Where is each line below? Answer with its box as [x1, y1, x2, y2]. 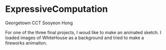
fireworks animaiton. [5, 40, 47, 46]
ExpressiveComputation [5, 3, 108, 15]
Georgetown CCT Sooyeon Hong [5, 20, 73, 26]
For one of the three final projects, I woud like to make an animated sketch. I [5, 29, 161, 35]
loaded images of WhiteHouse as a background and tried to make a [5, 35, 144, 41]
